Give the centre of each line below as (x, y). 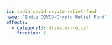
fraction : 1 (31, 33)
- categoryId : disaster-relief (50, 28)
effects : (17, 22)
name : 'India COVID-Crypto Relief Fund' (57, 17)
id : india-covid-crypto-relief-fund (51, 11)
